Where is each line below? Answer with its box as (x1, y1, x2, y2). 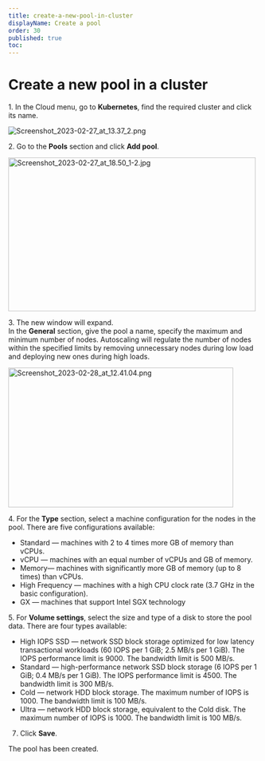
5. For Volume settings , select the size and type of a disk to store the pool (8, 612, 252, 623)
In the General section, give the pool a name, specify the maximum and (8, 327, 243, 336)
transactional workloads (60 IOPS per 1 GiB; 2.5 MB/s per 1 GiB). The (19, 645, 245, 655)
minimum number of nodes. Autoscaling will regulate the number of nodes (8, 335, 252, 344)
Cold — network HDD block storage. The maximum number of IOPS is (19, 688, 249, 697)
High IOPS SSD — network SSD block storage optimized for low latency (19, 636, 255, 647)
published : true (8, 34, 62, 42)
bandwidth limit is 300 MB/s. (19, 680, 114, 689)
